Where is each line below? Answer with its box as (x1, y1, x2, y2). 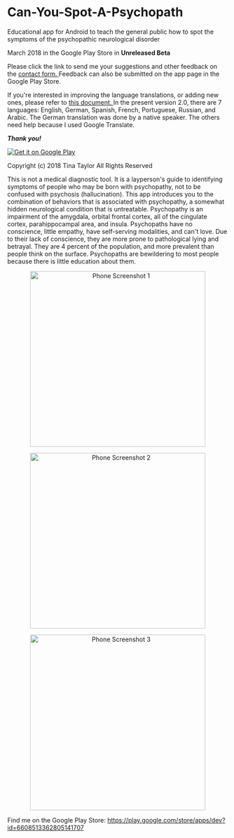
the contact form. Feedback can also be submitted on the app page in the (7, 70, 220, 78)
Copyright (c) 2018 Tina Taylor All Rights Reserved (7, 161, 153, 169)
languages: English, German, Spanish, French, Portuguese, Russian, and (7, 105, 216, 114)
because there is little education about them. (7, 257, 137, 266)
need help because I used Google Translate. (7, 120, 135, 129)
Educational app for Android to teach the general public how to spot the (7, 27, 214, 36)
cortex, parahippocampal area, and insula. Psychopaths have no (7, 219, 193, 228)
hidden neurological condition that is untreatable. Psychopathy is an (7, 204, 203, 213)
